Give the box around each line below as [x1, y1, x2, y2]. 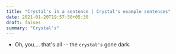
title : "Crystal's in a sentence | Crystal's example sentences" [6, 8, 171, 15]
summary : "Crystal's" [6, 25, 60, 31]
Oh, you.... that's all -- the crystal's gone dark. [14, 41, 131, 48]
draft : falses [6, 19, 41, 25]
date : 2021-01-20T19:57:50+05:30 [6, 14, 89, 20]
